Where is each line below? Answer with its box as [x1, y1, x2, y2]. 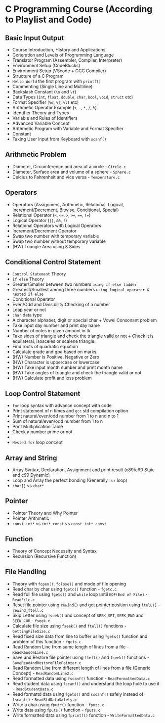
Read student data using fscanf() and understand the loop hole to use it [12, 680, 160, 686]
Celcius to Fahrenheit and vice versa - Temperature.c [12, 174, 120, 180]
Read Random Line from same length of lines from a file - [12, 644, 129, 650]
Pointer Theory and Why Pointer [12, 510, 78, 516]
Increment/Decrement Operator [12, 227, 77, 233]
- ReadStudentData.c [12, 686, 53, 692]
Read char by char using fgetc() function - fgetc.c [12, 586, 117, 592]
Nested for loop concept [12, 439, 63, 446]
